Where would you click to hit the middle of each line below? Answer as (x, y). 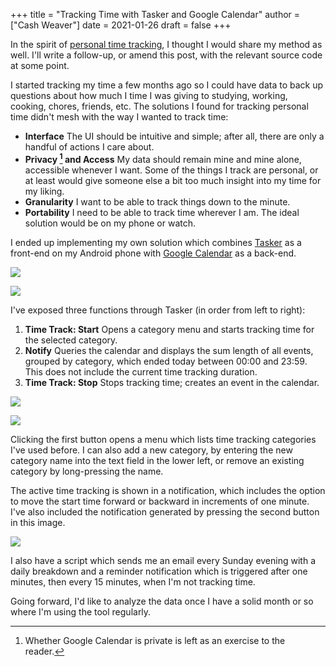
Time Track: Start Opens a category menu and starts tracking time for (169, 329)
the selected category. (71, 340)
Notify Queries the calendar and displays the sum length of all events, (169, 350)
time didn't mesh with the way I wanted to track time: (119, 117)
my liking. (44, 191)
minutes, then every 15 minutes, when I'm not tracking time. (133, 581)
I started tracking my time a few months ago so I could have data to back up (167, 85)
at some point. (40, 65)
